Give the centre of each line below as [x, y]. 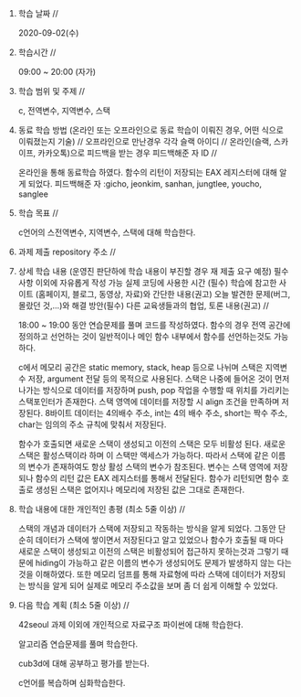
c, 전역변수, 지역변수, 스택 [64, 111]
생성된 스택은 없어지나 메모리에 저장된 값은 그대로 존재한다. [140, 489]
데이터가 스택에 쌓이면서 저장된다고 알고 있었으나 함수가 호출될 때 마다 [160, 540]
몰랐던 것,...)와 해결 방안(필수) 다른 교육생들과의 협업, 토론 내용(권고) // [143, 306]
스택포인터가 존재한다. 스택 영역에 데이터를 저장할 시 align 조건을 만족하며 [149, 402]
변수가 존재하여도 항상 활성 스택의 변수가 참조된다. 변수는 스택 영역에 [150, 466]
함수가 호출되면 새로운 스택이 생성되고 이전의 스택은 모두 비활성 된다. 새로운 [152, 444]
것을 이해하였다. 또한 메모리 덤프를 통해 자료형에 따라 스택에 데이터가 [140, 574]
